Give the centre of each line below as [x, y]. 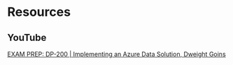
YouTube [27, 38]
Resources [39, 12]
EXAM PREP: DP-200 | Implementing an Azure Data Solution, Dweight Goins [116, 54]
